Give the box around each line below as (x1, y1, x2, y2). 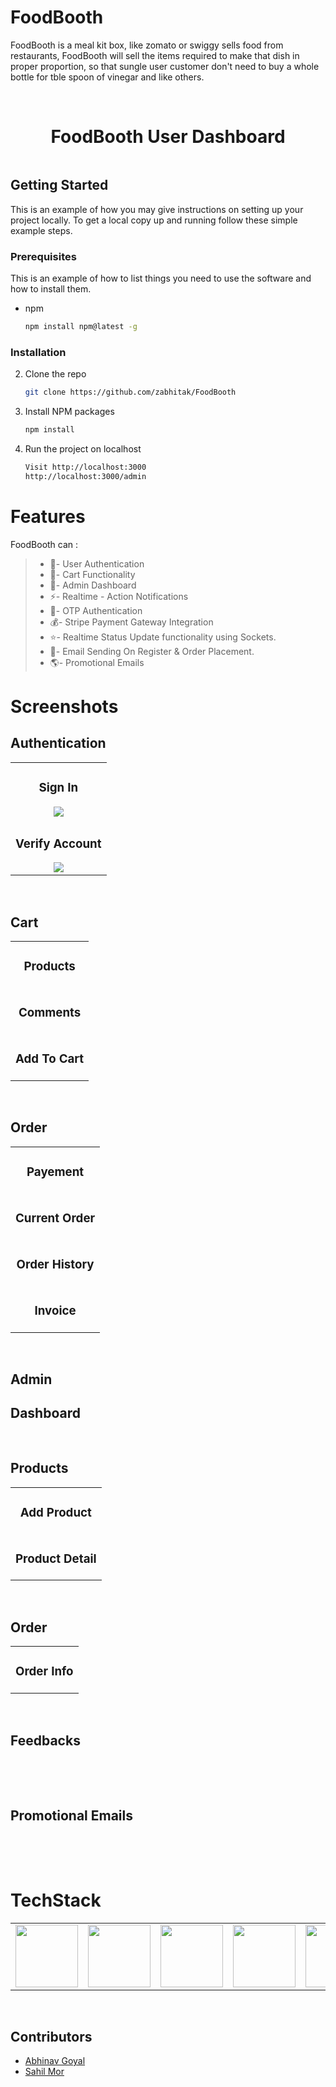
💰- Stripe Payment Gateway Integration (49, 616, 214, 628)
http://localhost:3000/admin (24, 471, 147, 481)
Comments (18, 1005, 82, 1021)
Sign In (38, 779, 79, 795)
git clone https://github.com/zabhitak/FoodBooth (24, 387, 237, 398)
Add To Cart (15, 1051, 85, 1067)
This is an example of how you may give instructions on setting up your (10, 203, 304, 215)
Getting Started (10, 177, 109, 194)
